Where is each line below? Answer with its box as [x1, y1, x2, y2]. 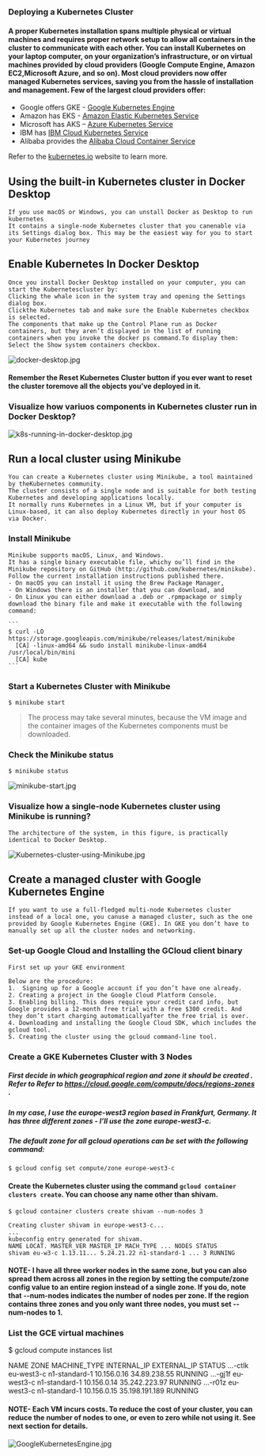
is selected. [8, 313, 51, 321]
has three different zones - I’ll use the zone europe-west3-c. [8, 1116, 212, 1125]
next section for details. [8, 1421, 89, 1431]
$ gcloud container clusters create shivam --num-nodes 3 [8, 1207, 203, 1216]
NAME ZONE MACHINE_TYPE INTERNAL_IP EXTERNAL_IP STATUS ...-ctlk [8, 1361, 249, 1370]
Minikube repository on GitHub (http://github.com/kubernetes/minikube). [8, 565, 257, 573]
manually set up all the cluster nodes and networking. [8, 927, 196, 935]
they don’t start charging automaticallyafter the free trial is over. [8, 1012, 249, 1020]
